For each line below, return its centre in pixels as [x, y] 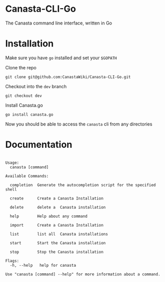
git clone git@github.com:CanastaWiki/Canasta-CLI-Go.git [68, 77]
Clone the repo [21, 67]
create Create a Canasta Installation [57, 198]
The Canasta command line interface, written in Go [59, 23]
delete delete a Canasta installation [58, 207]
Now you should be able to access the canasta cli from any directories [79, 124]
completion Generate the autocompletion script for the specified [83, 185]
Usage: [12, 163]
